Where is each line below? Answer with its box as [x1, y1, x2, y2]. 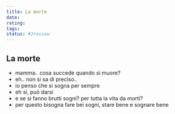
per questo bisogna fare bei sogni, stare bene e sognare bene [14, 101, 169, 108]
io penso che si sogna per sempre [14, 82, 100, 89]
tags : [6, 25, 20, 32]
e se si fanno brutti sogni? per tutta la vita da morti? [14, 94, 143, 102]
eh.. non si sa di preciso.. [14, 76, 77, 83]
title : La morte [6, 8, 47, 15]
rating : [6, 20, 26, 26]
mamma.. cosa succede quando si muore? [14, 69, 121, 76]
